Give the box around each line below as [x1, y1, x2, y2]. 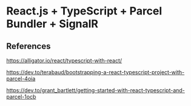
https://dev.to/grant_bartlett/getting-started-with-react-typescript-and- [6, 87, 185, 94]
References [6, 41, 51, 51]
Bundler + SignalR [6, 17, 99, 31]
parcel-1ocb [6, 93, 36, 100]
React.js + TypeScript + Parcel [6, 4, 163, 18]
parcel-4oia [6, 75, 36, 82]
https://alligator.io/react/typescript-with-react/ [6, 57, 122, 64]
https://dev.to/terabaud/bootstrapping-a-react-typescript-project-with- [6, 69, 185, 76]
